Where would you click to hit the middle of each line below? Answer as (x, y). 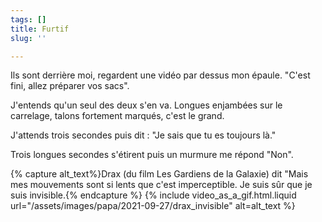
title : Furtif (40, 29)
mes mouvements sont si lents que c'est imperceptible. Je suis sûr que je (161, 185)
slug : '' (28, 38)
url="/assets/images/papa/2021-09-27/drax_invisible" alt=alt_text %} (153, 206)
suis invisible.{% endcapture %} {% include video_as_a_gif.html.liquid (153, 195)
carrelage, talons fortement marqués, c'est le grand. (117, 116)
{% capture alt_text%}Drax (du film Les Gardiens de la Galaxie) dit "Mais (159, 174)
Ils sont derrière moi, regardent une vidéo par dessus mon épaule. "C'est (160, 75)
